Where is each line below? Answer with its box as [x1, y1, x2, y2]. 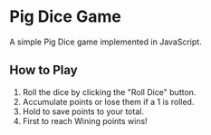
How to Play [9, 63, 79, 78]
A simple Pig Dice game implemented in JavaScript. [9, 36, 202, 47]
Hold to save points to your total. [22, 106, 145, 117]
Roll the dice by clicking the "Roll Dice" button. [22, 86, 197, 97]
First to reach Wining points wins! [22, 115, 148, 126]
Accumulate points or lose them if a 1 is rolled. [22, 96, 195, 107]
